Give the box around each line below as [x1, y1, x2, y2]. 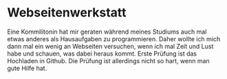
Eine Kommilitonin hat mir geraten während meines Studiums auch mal [7, 27, 207, 36]
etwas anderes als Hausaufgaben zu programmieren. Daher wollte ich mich [7, 34, 221, 43]
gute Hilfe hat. [7, 64, 47, 72]
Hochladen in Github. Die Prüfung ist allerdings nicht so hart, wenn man [7, 56, 210, 65]
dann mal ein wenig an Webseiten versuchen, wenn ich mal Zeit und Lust [7, 42, 214, 50]
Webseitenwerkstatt [7, 5, 127, 21]
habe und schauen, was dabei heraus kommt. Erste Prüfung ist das [7, 49, 197, 58]
